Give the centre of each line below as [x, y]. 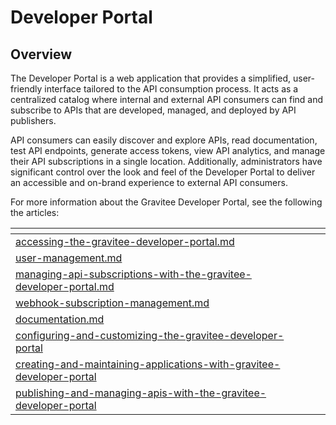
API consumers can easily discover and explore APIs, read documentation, [164, 140]
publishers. [33, 120]
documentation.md [60, 319]
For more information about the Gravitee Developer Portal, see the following [166, 202]
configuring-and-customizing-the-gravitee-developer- [150, 335]
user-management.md [69, 258]
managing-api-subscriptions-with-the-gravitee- [133, 274]
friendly [26, 89]
